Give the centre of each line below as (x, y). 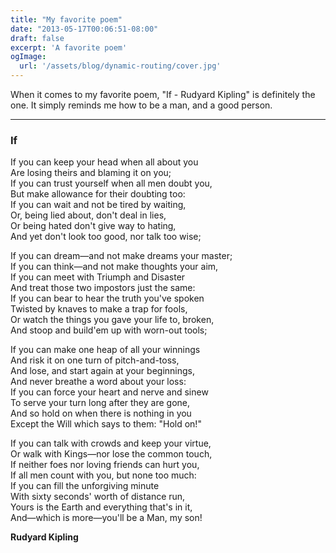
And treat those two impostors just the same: (103, 288)
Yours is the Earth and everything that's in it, (101, 507)
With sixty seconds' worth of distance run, (98, 497)
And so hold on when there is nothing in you (101, 413)
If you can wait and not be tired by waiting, (98, 205)
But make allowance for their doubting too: (98, 194)
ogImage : (28, 57)
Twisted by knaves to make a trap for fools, (99, 309)
